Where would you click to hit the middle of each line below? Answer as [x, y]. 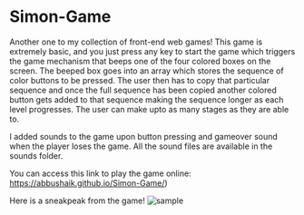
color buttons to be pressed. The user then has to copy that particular [140, 80]
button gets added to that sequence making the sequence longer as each [147, 99]
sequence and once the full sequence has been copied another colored [143, 90]
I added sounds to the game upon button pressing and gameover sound [144, 136]
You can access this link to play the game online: [101, 173]
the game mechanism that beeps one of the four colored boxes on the [140, 61]
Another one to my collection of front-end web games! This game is [136, 42]
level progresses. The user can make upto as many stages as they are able [149, 109]
